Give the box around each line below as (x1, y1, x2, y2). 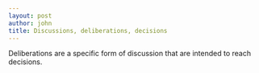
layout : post (8, 11, 52, 20)
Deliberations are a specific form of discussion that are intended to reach (8, 49, 252, 59)
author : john (8, 19, 52, 27)
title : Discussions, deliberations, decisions (8, 26, 168, 34)
